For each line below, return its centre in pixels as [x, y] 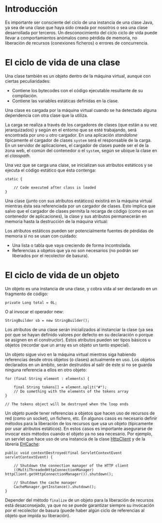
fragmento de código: [27, 294]
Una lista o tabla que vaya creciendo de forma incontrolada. [72, 245]
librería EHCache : [22, 444]
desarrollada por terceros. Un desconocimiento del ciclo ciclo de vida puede [81, 32]
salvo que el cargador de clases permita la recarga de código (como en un [79, 211]
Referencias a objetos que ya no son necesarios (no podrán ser [75, 250]
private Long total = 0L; [31, 302]
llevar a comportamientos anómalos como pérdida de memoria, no [71, 38]
